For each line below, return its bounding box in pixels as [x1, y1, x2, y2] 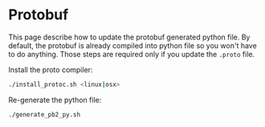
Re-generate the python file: [8, 95, 102, 104]
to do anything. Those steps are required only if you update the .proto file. [8, 49, 255, 59]
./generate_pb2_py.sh [8, 110, 81, 118]
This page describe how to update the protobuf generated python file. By [8, 32, 251, 42]
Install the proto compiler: [8, 64, 93, 74]
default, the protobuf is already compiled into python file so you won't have [8, 40, 257, 50]
